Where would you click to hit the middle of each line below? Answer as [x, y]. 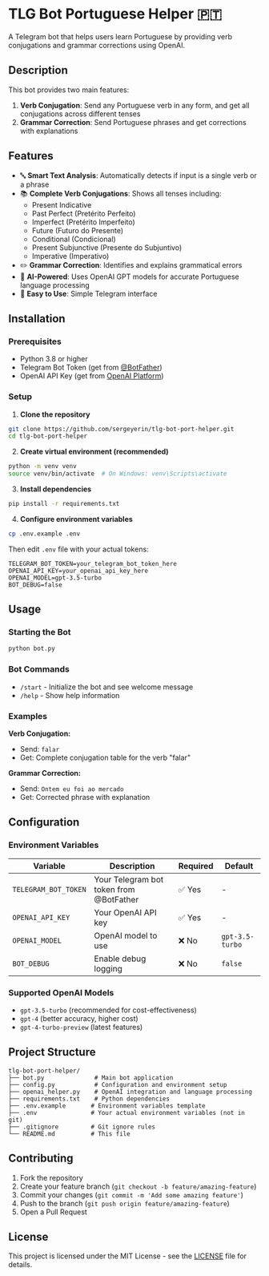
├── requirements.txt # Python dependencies [89, 1099]
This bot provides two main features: [69, 90]
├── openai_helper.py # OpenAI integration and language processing [130, 1092]
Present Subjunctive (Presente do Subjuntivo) [107, 247]
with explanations [49, 131]
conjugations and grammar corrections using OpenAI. [97, 45]
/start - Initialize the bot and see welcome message [106, 687]
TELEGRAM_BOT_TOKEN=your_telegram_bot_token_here [93, 563]
